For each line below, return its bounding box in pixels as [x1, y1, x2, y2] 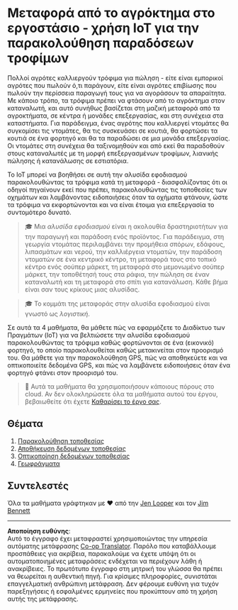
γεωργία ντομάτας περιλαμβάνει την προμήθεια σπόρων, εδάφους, [24, 240, 225, 248]
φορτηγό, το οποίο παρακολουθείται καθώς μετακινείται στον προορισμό [7, 345, 224, 354]
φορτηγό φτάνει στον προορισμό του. [7, 368, 118, 377]
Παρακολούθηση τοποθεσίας [17, 436, 105, 445]
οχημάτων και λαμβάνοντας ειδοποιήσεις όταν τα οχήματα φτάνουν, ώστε [7, 193, 229, 201]
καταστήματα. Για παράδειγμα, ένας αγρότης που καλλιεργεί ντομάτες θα [7, 118, 229, 127]
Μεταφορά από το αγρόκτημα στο [7, 5, 215, 21]
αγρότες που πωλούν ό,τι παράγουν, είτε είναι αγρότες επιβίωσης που [7, 81, 217, 89]
